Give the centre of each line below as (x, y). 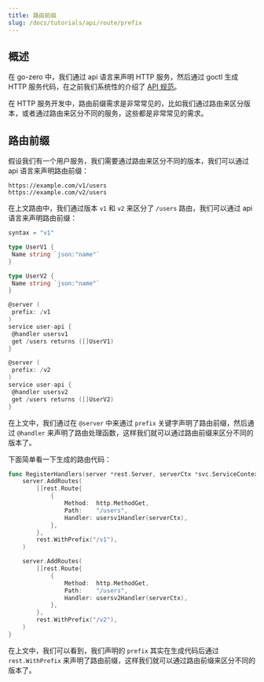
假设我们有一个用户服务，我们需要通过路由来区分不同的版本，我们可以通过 (128, 161)
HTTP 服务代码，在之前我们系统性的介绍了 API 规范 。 (95, 87)
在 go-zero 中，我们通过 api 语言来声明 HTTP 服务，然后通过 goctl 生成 (123, 77)
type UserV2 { (31, 276)
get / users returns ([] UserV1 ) (62, 341)
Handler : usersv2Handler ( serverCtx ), (126, 598)
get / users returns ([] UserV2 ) (62, 399)
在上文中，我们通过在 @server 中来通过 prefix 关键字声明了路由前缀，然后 (128, 422)
